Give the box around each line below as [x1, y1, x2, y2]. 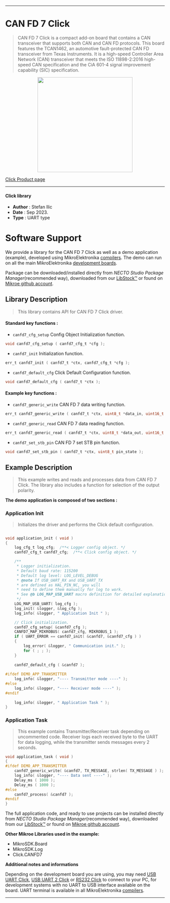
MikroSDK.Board [12, 841, 48, 847]
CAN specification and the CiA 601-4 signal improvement [32, 61, 151, 67]
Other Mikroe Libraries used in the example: [5, 831, 100, 837]
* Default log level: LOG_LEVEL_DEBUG [16, 573, 99, 578]
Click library [5, 193, 32, 199]
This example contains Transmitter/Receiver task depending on [17, 728, 150, 734]
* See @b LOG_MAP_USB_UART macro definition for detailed [16, 592, 142, 597]
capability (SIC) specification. [17, 67, 79, 73]
